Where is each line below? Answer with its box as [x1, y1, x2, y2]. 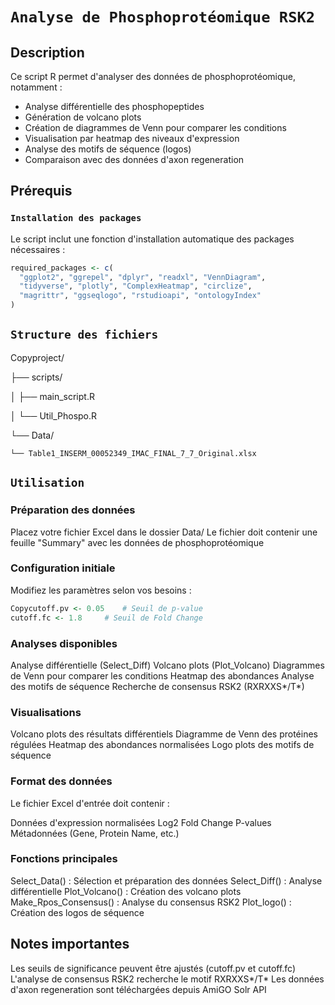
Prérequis [10, 183, 73, 200]
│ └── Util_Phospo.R [10, 409, 98, 422]
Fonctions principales [10, 852, 118, 866]
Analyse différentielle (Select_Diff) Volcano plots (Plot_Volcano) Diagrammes [10, 659, 325, 671]
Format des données [10, 774, 113, 788]
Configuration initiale [10, 561, 116, 575]
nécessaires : [10, 243, 66, 255]
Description [10, 44, 85, 61]
